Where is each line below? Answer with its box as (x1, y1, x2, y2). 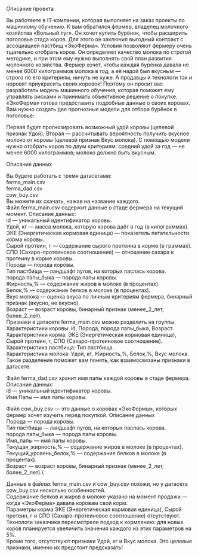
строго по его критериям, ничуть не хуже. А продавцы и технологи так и (6, 74, 193, 81)
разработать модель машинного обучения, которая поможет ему (6, 87, 175, 93)
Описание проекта (6, 5, 54, 12)
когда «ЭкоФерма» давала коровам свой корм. (6, 500, 128, 506)
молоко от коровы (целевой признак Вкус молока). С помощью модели (6, 136, 190, 143)
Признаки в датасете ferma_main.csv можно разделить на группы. (6, 318, 176, 325)
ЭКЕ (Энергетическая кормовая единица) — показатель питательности (6, 230, 190, 236)
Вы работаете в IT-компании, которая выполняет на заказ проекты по (6, 17, 185, 23)
